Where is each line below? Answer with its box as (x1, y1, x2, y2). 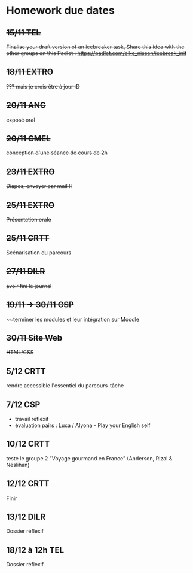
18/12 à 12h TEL (6, 545, 65, 555)
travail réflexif (14, 415, 49, 422)
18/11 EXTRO (6, 67, 54, 77)
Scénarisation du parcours (6, 249, 72, 256)
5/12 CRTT (6, 366, 46, 376)
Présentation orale (6, 216, 52, 223)
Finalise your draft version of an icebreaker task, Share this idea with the (6, 43, 185, 50)
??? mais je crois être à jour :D (6, 83, 80, 90)
